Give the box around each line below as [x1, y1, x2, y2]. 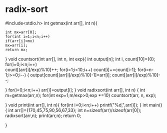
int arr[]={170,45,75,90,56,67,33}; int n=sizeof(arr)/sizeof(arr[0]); [8, 107, 141, 113]
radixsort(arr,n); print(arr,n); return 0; [5, 112, 81, 118]
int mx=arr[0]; [5, 29, 37, 34]
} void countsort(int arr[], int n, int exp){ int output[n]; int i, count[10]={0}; [5, 56, 156, 62]
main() [148, 101, 162, 108]
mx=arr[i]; [5, 42, 28, 48]
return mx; [5, 47, 28, 52]
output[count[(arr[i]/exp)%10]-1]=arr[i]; [30, 71, 111, 78]
